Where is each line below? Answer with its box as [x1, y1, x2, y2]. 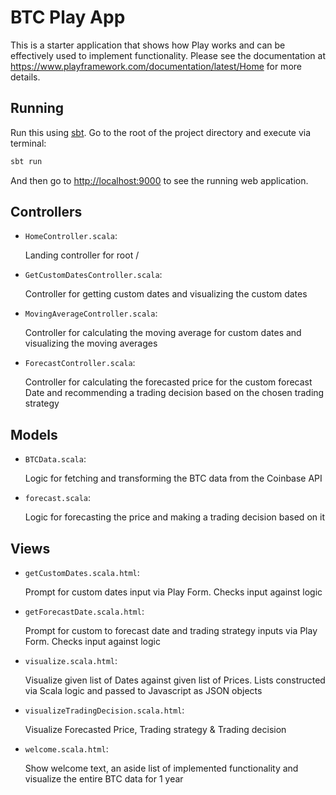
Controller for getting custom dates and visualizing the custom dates [24, 288, 308, 300]
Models [10, 426, 58, 443]
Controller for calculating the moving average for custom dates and [24, 327, 302, 339]
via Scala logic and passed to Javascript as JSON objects [24, 685, 263, 697]
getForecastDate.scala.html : [24, 606, 145, 618]
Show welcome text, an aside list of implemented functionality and [24, 762, 299, 775]
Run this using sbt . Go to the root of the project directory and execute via [10, 126, 312, 138]
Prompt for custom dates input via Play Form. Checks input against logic [24, 586, 323, 598]
